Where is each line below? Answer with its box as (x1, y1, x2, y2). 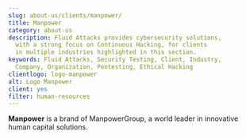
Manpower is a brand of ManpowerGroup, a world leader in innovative (8, 114, 239, 123)
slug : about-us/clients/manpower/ (8, 11, 123, 20)
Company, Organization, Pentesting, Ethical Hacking (15, 63, 194, 71)
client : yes (8, 85, 48, 93)
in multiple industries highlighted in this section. (15, 48, 197, 56)
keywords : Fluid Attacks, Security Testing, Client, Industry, (8, 56, 222, 64)
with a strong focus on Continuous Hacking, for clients (15, 41, 208, 49)
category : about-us (8, 26, 73, 34)
